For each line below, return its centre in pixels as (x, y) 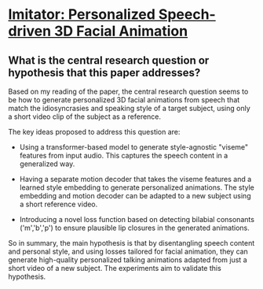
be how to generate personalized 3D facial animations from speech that (124, 100)
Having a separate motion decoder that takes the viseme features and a (135, 179)
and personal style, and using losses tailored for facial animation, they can (128, 251)
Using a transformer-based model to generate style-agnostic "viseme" (134, 147)
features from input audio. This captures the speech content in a (124, 156)
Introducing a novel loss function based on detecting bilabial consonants (137, 219)
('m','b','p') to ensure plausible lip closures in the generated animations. (134, 228)
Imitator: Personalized (82, 15)
